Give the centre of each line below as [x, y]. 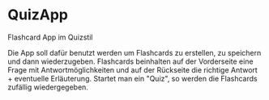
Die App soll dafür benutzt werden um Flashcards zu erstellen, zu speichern [134, 52]
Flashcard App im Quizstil [50, 37]
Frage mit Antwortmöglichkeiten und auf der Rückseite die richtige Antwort [133, 69]
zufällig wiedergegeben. [48, 87]
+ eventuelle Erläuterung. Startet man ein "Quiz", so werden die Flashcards [132, 78]
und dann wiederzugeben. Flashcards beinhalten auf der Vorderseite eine [130, 61]
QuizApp [38, 15]
